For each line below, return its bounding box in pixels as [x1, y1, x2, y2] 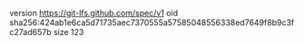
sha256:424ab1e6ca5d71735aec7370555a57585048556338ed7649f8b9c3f [9, 17, 295, 28]
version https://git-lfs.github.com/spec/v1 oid [9, 8, 179, 18]
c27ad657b [9, 27, 52, 37]
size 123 [53, 27, 84, 37]
